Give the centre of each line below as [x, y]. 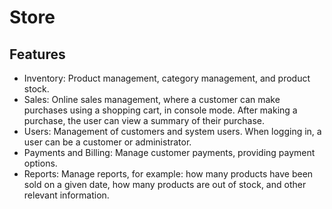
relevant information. [66, 195]
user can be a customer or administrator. [107, 142]
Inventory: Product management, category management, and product [167, 78]
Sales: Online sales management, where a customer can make [152, 99]
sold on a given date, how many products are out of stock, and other [165, 184]
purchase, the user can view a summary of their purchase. [144, 120]
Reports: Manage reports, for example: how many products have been [168, 174]
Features [37, 54]
